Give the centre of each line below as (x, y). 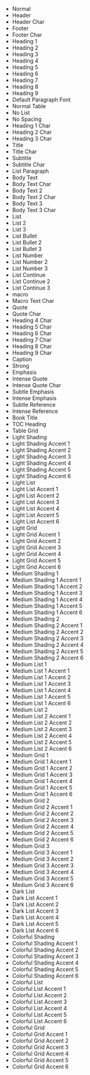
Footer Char (27, 35)
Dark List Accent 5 (35, 924)
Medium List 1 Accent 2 (41, 677)
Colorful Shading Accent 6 (45, 976)
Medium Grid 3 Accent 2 (43, 859)
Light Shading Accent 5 (41, 469)
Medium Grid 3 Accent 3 (43, 865)
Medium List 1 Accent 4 (41, 690)
